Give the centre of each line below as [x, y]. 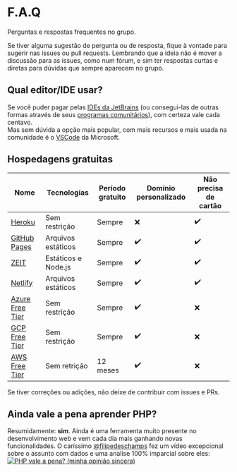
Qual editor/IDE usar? [55, 90]
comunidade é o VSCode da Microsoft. [64, 137]
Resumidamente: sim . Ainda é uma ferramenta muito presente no [102, 431]
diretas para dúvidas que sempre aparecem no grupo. [86, 68]
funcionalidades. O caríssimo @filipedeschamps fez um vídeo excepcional [115, 446]
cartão [210, 205]
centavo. [20, 122]
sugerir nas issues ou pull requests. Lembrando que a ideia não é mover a [115, 53]
